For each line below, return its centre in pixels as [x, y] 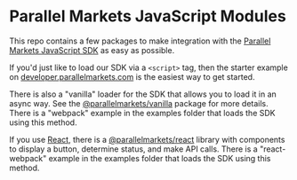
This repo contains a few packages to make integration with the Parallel [140, 41]
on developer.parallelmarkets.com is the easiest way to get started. [132, 76]
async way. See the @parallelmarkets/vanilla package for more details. [139, 103]
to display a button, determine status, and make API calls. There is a [133, 149]
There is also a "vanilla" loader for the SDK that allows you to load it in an [143, 94]
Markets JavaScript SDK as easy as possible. [92, 50]
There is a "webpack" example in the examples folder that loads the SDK [142, 113]
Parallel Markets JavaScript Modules [148, 16]
